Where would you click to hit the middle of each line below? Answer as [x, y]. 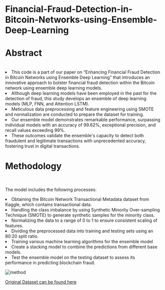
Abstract [24, 53]
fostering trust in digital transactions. [43, 146]
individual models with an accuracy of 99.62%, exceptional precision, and [81, 125]
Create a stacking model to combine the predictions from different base [84, 247]
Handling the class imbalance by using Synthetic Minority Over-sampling [86, 210]
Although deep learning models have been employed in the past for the [84, 94]
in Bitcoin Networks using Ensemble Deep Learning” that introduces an [78, 78]
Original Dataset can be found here [41, 282]
